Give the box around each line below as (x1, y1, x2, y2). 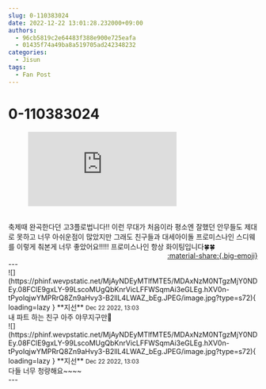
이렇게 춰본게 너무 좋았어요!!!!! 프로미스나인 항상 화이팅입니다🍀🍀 (16, 241, 215, 251)
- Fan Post (15, 71, 51, 79)
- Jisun (15, 56, 41, 64)
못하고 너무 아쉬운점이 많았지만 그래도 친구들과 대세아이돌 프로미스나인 (16, 232, 235, 241)
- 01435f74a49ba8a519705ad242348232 (15, 41, 136, 49)
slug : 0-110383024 (8, 11, 69, 20)
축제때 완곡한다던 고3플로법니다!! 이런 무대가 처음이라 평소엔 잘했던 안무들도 (8, 221, 243, 231)
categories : (8, 48, 47, 56)
